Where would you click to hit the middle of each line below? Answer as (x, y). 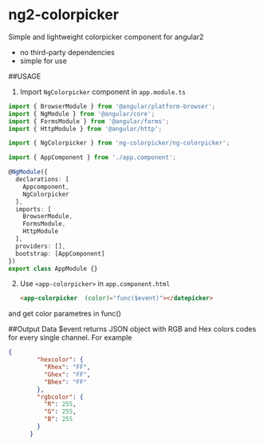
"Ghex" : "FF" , (67, 374)
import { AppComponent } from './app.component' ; (93, 157)
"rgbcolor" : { (60, 397)
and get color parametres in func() (65, 314)
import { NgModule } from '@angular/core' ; (82, 113)
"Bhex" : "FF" (65, 382)
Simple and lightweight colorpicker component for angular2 (106, 37)
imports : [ (33, 209)
